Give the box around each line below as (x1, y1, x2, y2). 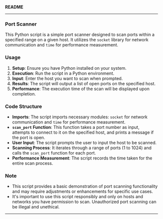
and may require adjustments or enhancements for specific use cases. (12, 188, 153, 194)
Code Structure (5, 103, 42, 109)
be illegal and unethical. (12, 204, 60, 210)
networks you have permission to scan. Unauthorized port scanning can (12, 199, 157, 205)
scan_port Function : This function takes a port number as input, (12, 124, 140, 130)
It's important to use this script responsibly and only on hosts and (12, 194, 143, 200)
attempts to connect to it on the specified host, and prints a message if (12, 129, 154, 135)
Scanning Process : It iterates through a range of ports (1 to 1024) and (12, 145, 152, 151)
